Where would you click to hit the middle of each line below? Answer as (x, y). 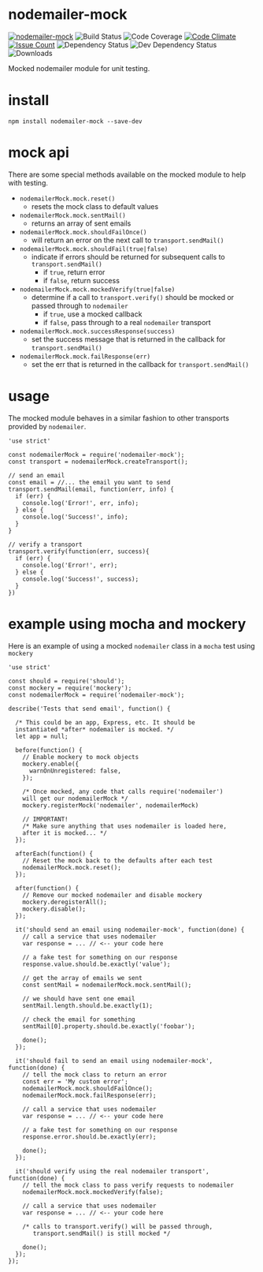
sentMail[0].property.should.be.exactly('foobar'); (109, 1026)
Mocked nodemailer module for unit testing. (79, 68)
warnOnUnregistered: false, (75, 771)
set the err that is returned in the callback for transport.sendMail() (140, 364)
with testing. (28, 182)
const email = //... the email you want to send (89, 482)
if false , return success (81, 280)
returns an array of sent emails (81, 223)
